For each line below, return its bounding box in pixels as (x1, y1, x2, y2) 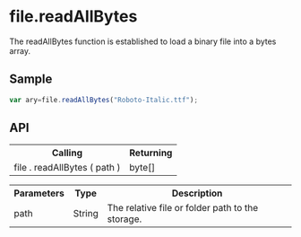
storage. (107, 213, 142, 225)
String (73, 207, 99, 220)
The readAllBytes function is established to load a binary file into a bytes (9, 36, 277, 47)
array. (9, 45, 31, 56)
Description (171, 187, 223, 199)
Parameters (13, 187, 64, 199)
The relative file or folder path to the (107, 202, 258, 215)
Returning (129, 146, 173, 159)
